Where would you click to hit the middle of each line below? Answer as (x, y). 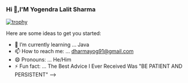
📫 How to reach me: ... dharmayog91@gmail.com (74, 51)
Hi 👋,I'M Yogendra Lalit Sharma (51, 9)
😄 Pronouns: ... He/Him (43, 60)
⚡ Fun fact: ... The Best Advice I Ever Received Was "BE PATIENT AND (98, 66)
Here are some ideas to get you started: (54, 33)
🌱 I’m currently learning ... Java (52, 45)
